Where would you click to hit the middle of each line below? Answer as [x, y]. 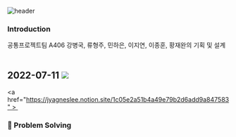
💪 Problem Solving [39, 125]
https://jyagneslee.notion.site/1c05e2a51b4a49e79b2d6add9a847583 [128, 100]
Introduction [29, 29]
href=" [17, 100]
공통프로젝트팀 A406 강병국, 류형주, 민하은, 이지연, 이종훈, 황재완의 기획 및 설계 [117, 45]
